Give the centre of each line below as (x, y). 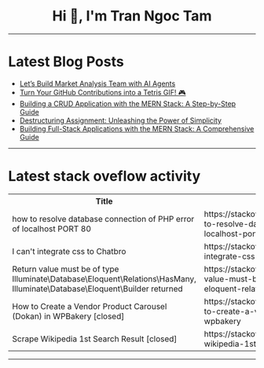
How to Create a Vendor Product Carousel (90, 306)
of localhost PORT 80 (52, 229)
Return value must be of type (66, 269)
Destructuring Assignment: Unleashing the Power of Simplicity (121, 120)
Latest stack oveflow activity (104, 177)
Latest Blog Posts (66, 62)
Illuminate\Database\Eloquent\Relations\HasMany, (104, 278)
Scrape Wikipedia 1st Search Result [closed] (95, 339)
